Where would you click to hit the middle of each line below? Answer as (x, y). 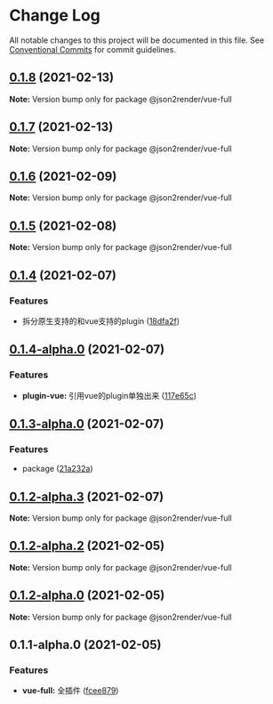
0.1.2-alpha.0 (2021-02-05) (87, 596)
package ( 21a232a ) (57, 469)
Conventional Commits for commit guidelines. (92, 49)
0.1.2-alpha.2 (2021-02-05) (87, 546)
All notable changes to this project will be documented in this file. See (137, 40)
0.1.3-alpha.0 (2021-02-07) (87, 424)
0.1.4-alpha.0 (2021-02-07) (87, 349)
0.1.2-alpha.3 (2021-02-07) (87, 496)
